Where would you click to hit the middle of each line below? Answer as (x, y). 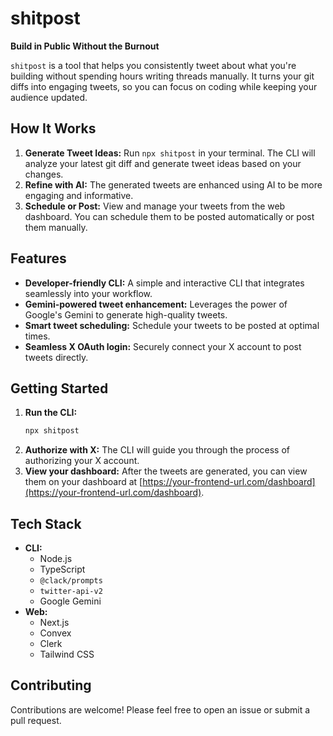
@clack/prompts (71, 581)
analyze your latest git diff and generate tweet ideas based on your (163, 163)
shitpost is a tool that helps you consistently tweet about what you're (153, 65)
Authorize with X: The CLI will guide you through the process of (157, 450)
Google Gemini (70, 601)
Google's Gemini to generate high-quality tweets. (126, 314)
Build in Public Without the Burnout (85, 46)
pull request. (36, 720)
